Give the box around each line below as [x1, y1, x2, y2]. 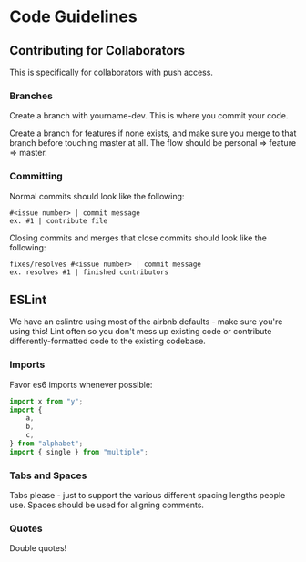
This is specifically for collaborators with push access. [9, 66, 214, 77]
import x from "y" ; [9, 396, 84, 406]
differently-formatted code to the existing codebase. [9, 335, 207, 347]
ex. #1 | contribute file [9, 216, 107, 225]
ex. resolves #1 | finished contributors [9, 267, 169, 277]
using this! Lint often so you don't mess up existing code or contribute [9, 326, 272, 337]
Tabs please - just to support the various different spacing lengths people [9, 490, 286, 501]
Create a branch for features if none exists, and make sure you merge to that [9, 128, 297, 138]
